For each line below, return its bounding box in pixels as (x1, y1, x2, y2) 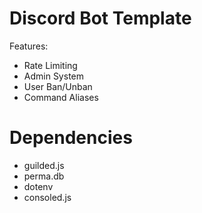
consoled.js (23, 191, 72, 203)
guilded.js (23, 159, 65, 171)
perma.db (23, 170, 65, 182)
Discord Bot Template (9, 7, 192, 30)
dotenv (23, 180, 54, 192)
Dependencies (9, 127, 133, 149)
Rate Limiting (23, 59, 78, 71)
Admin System (23, 70, 85, 82)
